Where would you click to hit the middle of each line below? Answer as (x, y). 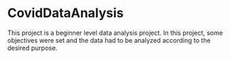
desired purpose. (33, 48)
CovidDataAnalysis (66, 13)
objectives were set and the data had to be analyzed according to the (109, 40)
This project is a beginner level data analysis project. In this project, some (115, 33)
